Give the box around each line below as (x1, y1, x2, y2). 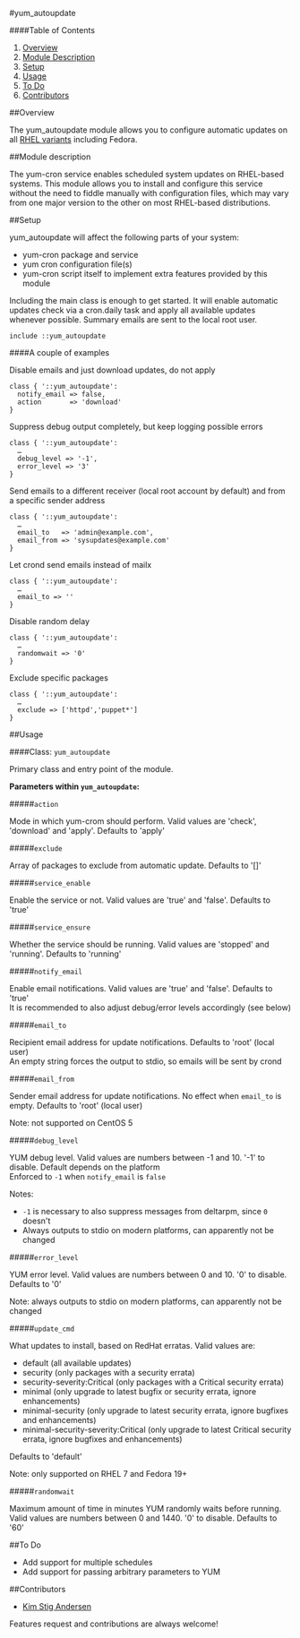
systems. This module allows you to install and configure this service (9, 178, 263, 189)
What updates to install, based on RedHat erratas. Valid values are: (9, 1341, 255, 1351)
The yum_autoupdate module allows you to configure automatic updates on (9, 124, 288, 135)
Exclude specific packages (9, 673, 109, 683)
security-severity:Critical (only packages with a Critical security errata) (21, 1376, 285, 1387)
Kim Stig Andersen (21, 1601, 92, 1611)
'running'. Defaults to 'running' (9, 948, 122, 959)
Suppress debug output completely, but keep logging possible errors (9, 421, 263, 432)
